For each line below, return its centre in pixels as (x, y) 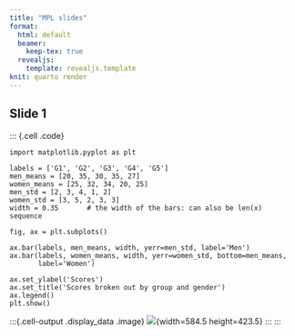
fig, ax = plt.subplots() (58, 232)
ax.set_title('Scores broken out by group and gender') (117, 287)
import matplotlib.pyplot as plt (73, 152)
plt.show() (30, 303)
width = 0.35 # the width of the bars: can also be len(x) (136, 208)
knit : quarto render (49, 77)
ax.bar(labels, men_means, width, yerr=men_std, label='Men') (130, 247)
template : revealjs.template (81, 69)
